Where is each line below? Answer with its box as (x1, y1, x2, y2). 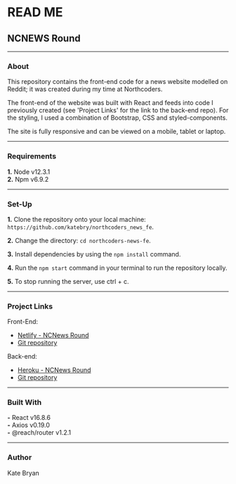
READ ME (7, 4, 63, 20)
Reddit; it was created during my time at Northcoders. (7, 85, 163, 94)
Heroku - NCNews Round (17, 366, 91, 374)
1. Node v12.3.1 (7, 167, 51, 176)
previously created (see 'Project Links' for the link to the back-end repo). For (7, 106, 229, 115)
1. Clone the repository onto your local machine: (7, 215, 146, 223)
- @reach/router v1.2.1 (7, 428, 72, 437)
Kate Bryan (7, 469, 40, 477)
